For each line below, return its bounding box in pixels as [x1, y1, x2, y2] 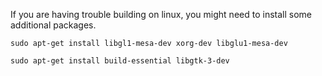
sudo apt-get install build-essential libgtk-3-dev [10, 56, 230, 66]
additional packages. [10, 19, 97, 31]
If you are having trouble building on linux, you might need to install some [10, 9, 312, 20]
